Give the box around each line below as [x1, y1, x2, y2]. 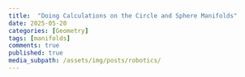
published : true [8, 49, 63, 57]
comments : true [8, 42, 60, 50]
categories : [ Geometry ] [8, 26, 89, 34]
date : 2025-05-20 [8, 19, 67, 27]
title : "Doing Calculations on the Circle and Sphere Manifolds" [8, 11, 238, 20]
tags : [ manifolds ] [8, 34, 71, 43]
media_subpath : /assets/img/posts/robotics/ [8, 57, 161, 65]
